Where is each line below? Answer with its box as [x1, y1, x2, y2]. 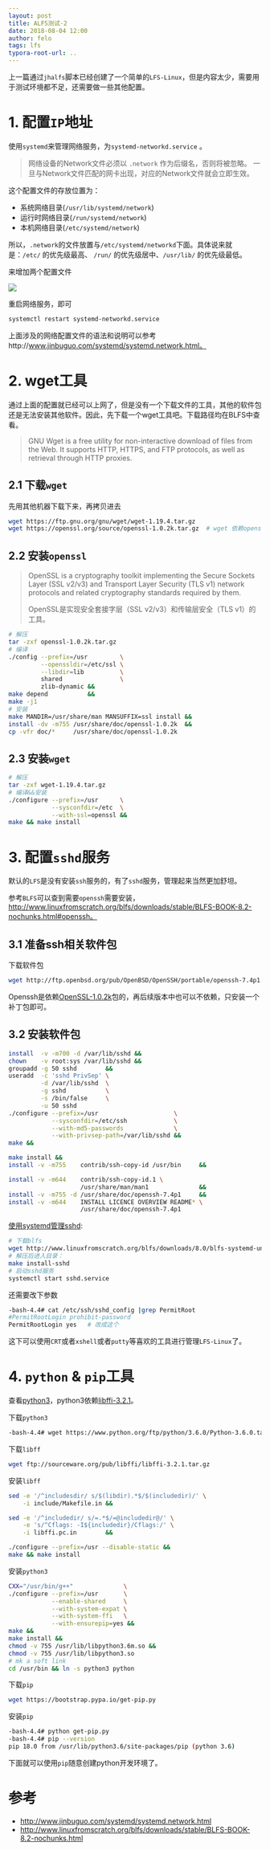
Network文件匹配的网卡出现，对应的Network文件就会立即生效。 [42, 168, 255, 178]
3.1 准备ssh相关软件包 [8, 937, 117, 951]
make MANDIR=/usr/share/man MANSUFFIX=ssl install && [8, 713, 193, 721]
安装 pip [8, 1712, 34, 1721]
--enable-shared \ [51, 1597, 128, 1605]
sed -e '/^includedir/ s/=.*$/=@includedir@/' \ [8, 1513, 174, 1522]
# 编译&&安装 [8, 788, 47, 796]
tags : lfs [8, 42, 42, 50]
